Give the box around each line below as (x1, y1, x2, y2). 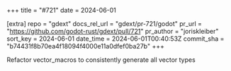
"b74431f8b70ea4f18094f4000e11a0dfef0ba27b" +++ (6, 42, 164, 50)
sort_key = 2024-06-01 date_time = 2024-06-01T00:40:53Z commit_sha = (6, 34, 225, 43)
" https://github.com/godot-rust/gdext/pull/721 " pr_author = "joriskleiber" (6, 27, 219, 35)
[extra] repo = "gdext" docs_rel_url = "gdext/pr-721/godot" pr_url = (6, 20, 203, 27)
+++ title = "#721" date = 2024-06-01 (6, 6, 116, 14)
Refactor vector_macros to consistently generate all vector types (6, 56, 196, 64)
